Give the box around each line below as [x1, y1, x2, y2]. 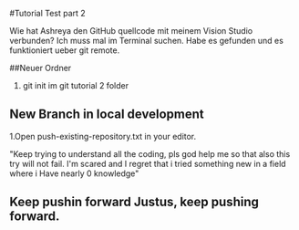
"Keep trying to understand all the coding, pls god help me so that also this [9, 148, 291, 159]
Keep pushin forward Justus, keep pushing [9, 194, 260, 210]
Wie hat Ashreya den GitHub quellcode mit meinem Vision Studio [9, 26, 253, 36]
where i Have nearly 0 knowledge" [9, 168, 139, 179]
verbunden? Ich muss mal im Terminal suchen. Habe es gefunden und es [9, 36, 284, 46]
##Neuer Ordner [9, 63, 72, 73]
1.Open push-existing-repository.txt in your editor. [9, 131, 197, 141]
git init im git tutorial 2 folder [22, 80, 129, 90]
